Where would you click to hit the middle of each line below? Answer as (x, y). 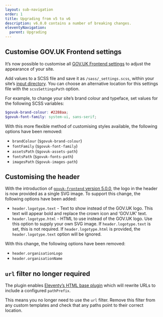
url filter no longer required (48, 274)
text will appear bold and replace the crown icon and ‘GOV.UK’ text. (80, 214)
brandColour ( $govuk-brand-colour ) (47, 141)
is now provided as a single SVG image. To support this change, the (73, 194)
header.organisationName (37, 259)
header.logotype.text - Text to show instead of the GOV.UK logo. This (82, 208)
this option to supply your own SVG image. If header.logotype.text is (81, 224)
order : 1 (14, 14)
